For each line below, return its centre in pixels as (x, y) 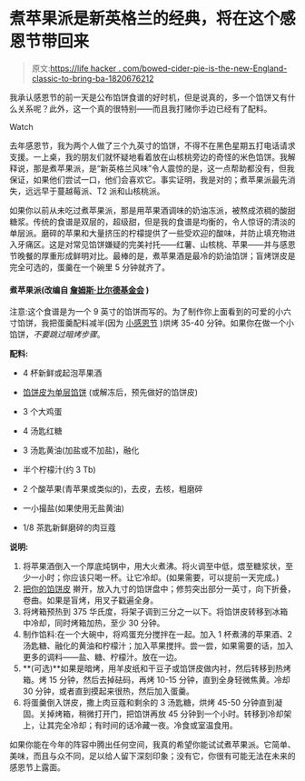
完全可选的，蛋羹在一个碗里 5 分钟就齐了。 (90, 267)
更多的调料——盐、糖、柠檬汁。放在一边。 (102, 657)
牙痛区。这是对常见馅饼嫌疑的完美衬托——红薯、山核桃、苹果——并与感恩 (156, 244)
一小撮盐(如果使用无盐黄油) (74, 508)
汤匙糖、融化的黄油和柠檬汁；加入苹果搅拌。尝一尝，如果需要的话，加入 (157, 646)
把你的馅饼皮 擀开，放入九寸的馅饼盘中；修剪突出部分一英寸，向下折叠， (159, 589)
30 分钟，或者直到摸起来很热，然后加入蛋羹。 (108, 691)
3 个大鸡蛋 (42, 412)
